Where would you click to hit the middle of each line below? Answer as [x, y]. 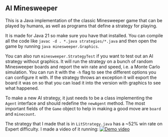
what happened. [22, 88]
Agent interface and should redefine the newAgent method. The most [75, 103]
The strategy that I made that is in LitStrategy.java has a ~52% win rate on [84, 123]
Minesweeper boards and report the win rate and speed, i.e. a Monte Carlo [82, 66]
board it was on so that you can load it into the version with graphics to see [83, 83]
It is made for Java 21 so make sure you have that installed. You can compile [84, 35]
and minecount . [21, 114]
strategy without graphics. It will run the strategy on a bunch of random [79, 61]
